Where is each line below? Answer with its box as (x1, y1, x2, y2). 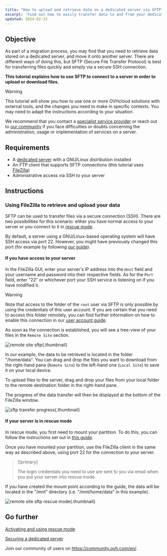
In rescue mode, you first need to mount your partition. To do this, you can (5, 429, 158, 435)
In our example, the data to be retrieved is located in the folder (5, 351, 133, 357)
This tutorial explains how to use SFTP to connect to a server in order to (5, 74, 156, 80)
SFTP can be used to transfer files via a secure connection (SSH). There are (5, 213, 161, 219)
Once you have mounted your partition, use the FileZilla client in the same (5, 444, 156, 450)
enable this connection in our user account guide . (5, 317, 107, 323)
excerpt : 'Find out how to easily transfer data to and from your (5, 12, 146, 17)
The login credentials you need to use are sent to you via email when (17, 468, 159, 475)
